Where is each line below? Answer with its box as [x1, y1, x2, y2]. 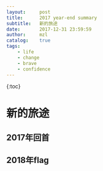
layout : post [6, 9, 51, 15]
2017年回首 [6, 132, 50, 143]
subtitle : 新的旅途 [6, 20, 58, 26]
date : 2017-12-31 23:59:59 [6, 26, 92, 32]
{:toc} [6, 83, 21, 90]
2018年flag [6, 155, 49, 165]
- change [17, 55, 40, 61]
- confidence [17, 66, 51, 72]
